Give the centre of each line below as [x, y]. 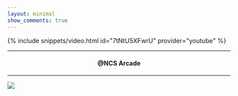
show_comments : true [38, 20]
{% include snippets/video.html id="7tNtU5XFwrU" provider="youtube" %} [117, 40]
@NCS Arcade [119, 64]
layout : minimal [31, 14]
